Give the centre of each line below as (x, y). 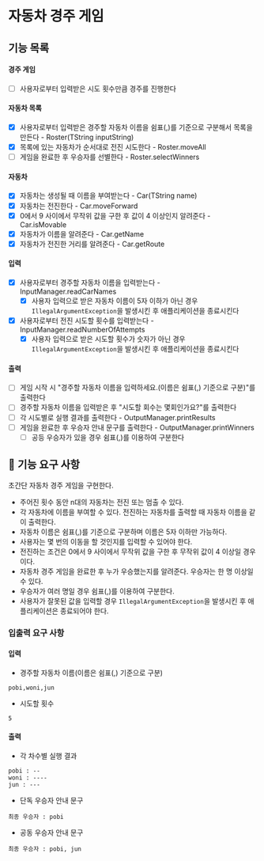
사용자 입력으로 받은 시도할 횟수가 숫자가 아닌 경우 (108, 339)
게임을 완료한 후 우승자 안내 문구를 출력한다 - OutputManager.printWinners (137, 427)
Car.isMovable (43, 224)
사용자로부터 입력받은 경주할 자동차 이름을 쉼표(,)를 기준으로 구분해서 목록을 (136, 127)
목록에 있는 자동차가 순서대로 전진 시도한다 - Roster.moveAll (113, 147)
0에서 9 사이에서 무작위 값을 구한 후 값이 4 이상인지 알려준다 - (115, 215)
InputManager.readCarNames (68, 292)
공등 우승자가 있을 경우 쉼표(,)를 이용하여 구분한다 (107, 437)
